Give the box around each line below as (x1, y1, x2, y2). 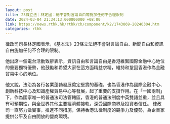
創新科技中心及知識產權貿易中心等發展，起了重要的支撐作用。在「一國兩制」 (5, 88, 165, 94)
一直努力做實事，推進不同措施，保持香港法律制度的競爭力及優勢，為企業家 (9, 107, 165, 113)
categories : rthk (5, 26, 42, 32)
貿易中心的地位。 (5, 71, 41, 77)
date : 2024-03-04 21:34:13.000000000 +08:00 (5, 17, 101, 22)
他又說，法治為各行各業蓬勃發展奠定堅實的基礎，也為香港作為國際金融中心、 (5, 82, 165, 88)
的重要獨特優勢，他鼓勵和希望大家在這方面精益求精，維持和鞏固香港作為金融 (5, 65, 165, 71)
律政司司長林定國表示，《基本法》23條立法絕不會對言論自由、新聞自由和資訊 (5, 41, 164, 47)
